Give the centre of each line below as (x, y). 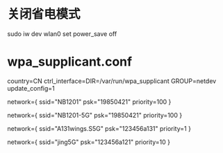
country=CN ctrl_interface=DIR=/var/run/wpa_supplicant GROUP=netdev (112, 81)
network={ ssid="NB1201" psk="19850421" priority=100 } (89, 102)
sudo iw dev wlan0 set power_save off (62, 34)
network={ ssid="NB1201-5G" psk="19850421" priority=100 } (95, 115)
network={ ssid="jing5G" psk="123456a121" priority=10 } (89, 142)
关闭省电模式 (44, 14)
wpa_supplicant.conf (70, 62)
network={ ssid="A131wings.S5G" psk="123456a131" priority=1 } (99, 128)
